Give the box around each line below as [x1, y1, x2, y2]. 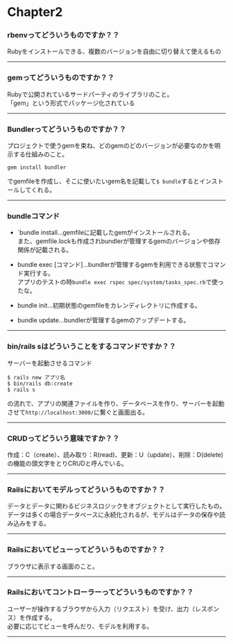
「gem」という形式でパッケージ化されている [7, 99, 135, 107]
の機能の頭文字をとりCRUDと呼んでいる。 [7, 459, 128, 468]
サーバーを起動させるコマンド [7, 358, 92, 367]
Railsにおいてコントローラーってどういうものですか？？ [7, 588, 194, 597]
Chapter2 [7, 4, 63, 20]
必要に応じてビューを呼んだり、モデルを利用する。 [7, 622, 153, 630]
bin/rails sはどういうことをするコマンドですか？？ [7, 342, 177, 352]
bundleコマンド [7, 211, 60, 221]
